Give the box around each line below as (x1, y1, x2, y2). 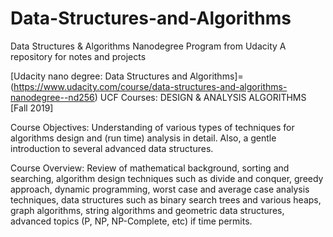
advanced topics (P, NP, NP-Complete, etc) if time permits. (10, 215, 253, 227)
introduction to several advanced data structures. (10, 142, 214, 154)
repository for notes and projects (10, 50, 147, 62)
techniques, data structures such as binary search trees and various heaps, (10, 193, 322, 206)
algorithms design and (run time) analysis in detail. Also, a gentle (10, 132, 277, 144)
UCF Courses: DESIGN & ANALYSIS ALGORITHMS (99, 91, 307, 103)
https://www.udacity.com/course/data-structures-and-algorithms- (13, 80, 288, 92)
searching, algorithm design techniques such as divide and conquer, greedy (10, 172, 324, 184)
